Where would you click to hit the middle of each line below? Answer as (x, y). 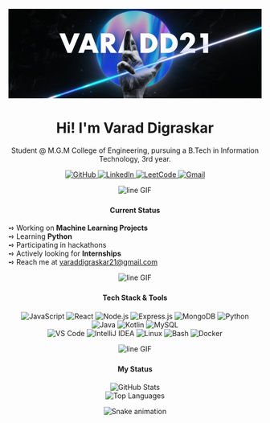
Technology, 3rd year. (135, 158)
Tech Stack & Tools (135, 298)
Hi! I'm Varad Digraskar (135, 128)
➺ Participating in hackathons (57, 245)
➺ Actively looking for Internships (65, 253)
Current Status (135, 210)
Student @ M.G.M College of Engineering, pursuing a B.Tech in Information (135, 150)
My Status (135, 369)
